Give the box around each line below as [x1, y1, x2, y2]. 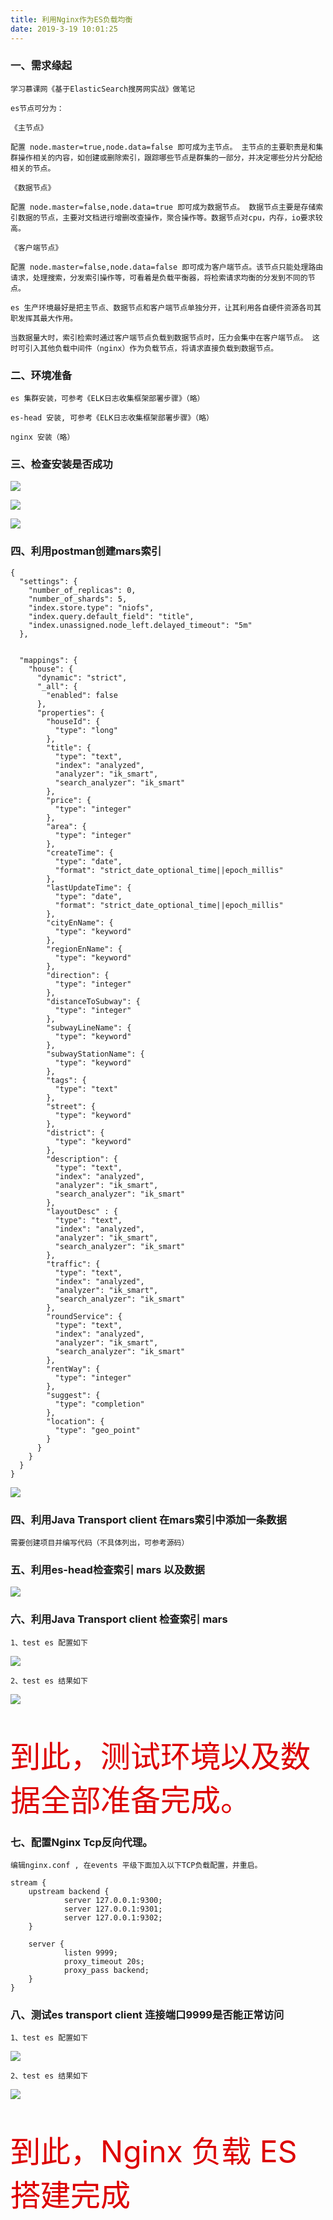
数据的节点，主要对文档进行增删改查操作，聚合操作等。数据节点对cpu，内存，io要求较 [17, 212, 323, 223]
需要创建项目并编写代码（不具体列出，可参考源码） [10, 1537, 190, 1548]
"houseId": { [46, 716, 101, 726]
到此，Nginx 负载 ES [10, 2132, 298, 2171]
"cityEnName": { [46, 917, 114, 928]
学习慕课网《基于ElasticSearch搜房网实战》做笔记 [10, 84, 196, 94]
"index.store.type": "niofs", [28, 602, 155, 613]
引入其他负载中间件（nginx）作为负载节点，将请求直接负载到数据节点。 [24, 343, 279, 353]
